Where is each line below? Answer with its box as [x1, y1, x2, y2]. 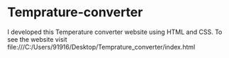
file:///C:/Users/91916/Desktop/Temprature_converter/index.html [7, 42, 196, 51]
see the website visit [7, 35, 67, 43]
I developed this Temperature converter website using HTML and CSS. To [7, 28, 223, 36]
